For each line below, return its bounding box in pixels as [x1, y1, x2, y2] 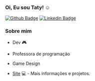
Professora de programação [12, 51, 71, 57]
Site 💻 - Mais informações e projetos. [12, 70, 91, 76]
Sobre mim [5, 28, 32, 35]
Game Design [12, 60, 41, 66]
